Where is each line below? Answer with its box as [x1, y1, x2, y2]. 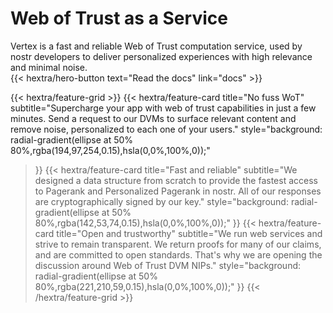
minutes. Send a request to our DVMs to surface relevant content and [10, 112, 297, 124]
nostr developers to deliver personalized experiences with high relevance [10, 50, 313, 62]
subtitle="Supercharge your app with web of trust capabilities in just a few [10, 102, 317, 114]
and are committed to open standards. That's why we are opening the [34, 248, 323, 261]
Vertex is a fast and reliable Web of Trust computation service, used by [10, 40, 303, 52]
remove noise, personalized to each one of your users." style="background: [10, 123, 323, 135]
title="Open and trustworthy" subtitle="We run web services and [56, 227, 323, 239]
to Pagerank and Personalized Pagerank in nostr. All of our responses [34, 185, 322, 197]
